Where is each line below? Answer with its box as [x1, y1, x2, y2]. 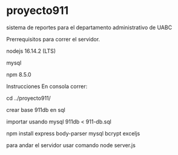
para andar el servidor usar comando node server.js [6, 141, 136, 149]
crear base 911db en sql [6, 106, 65, 113]
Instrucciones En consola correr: [6, 83, 88, 90]
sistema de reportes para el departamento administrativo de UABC [6, 24, 173, 31]
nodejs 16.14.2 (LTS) [6, 47, 56, 55]
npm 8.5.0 [6, 71, 31, 78]
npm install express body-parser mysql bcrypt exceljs [6, 129, 140, 137]
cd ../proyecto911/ [6, 94, 51, 102]
